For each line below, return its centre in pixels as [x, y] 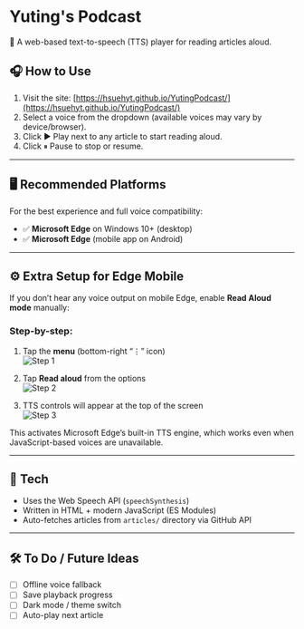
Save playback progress [67, 595]
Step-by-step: [41, 331]
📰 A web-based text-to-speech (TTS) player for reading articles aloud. [141, 42]
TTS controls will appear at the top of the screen [113, 405]
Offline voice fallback [62, 585]
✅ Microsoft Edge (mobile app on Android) [103, 238]
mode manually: [39, 308]
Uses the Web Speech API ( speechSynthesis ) [106, 501]
